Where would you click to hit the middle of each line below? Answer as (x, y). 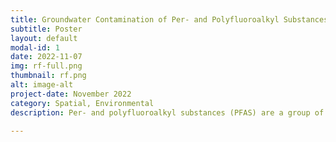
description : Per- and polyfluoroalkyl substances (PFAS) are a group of (167, 112)
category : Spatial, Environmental (82, 103)
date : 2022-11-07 (46, 57)
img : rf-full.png (46, 66)
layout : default (44, 38)
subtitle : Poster (46, 29)
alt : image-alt (42, 85)
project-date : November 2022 (71, 94)
